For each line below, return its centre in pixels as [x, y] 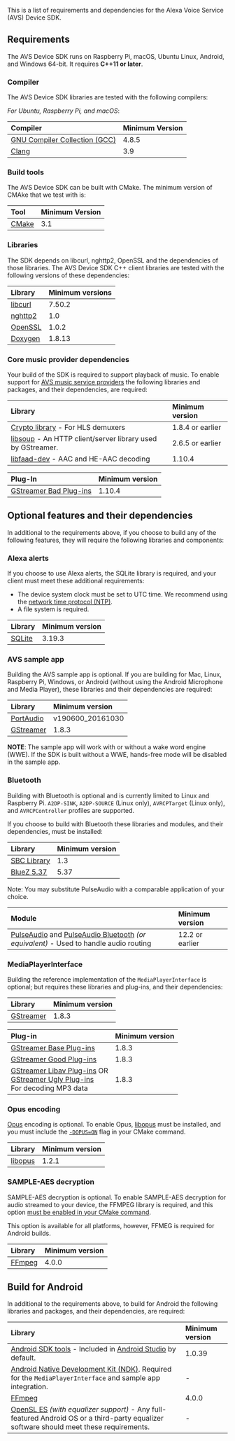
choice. [18, 896]
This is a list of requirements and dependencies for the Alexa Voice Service [115, 10]
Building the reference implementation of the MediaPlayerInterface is [107, 979]
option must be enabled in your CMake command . [79, 1212]
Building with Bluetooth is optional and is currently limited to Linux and [108, 795]
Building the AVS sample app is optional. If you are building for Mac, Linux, [115, 674]
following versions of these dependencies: [69, 275]
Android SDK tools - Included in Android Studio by [93, 1349]
